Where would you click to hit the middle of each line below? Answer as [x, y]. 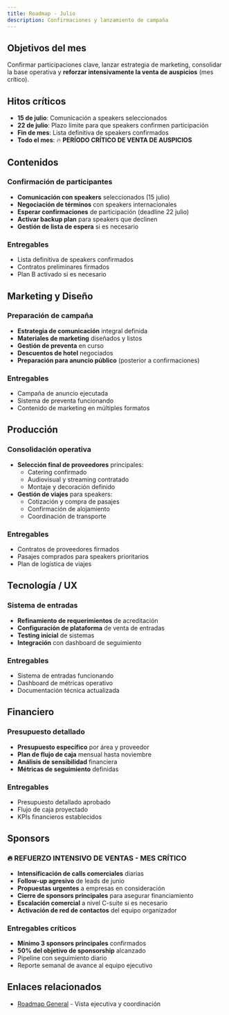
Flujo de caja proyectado [53, 810]
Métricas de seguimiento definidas [68, 769]
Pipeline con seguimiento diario [62, 958]
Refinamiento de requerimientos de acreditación [88, 620]
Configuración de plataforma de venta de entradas [91, 628]
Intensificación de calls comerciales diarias [80, 873]
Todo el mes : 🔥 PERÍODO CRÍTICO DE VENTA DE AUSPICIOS [104, 140]
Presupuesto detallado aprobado [64, 802]
